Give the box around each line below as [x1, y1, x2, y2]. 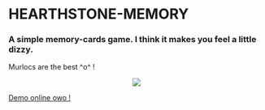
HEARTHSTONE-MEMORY [8, 5, 189, 23]
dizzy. [8, 44, 34, 55]
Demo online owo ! [8, 93, 72, 103]
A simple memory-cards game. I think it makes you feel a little [8, 34, 257, 45]
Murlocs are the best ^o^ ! [8, 62, 95, 72]
